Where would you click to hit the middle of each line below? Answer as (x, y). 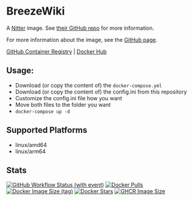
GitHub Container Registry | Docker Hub (57, 51)
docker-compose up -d (42, 111)
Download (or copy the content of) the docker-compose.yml (89, 85)
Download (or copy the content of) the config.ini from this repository (101, 92)
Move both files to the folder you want (63, 104)
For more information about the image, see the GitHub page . (82, 39)
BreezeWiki (36, 11)
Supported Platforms (47, 130)
